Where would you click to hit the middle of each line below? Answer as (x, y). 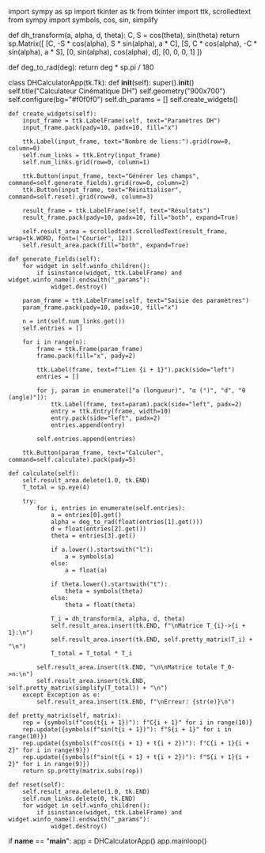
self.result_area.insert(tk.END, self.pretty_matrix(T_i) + (151, 640)
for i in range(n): (55, 342)
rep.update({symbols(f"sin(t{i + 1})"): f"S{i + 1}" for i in (127, 730)
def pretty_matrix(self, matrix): (65, 715)
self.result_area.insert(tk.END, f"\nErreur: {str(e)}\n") (136, 702)
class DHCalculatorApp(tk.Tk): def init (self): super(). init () (101, 83)
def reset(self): (37, 785)
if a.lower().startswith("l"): (102, 549)
